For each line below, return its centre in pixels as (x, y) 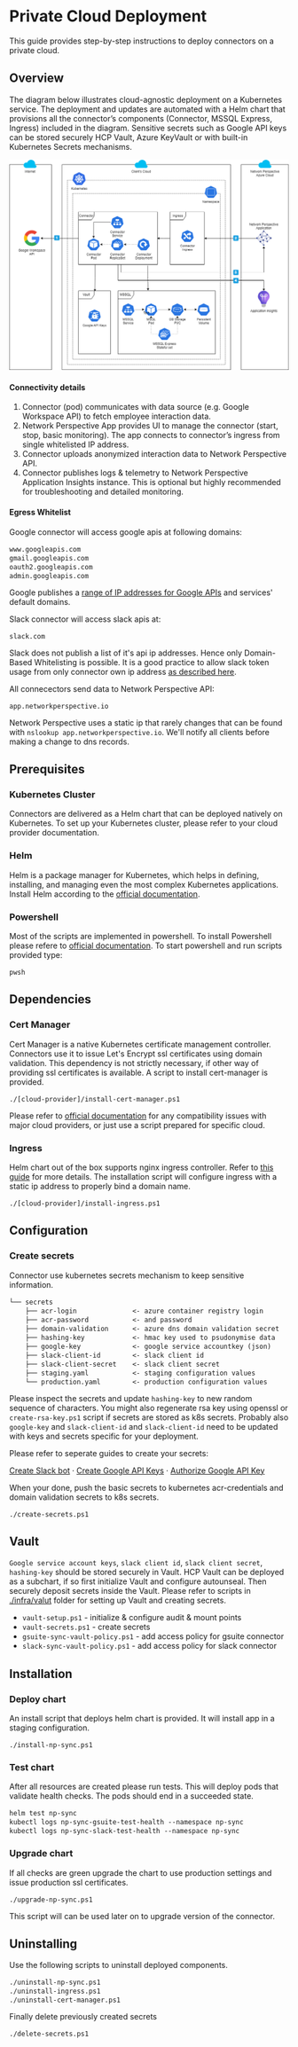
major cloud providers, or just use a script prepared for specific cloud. (137, 1125)
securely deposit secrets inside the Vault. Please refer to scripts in (130, 1591)
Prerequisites (47, 769)
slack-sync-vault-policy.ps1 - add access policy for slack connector (149, 1646)
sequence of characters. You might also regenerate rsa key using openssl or (149, 1408)
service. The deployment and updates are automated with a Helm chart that (147, 109)
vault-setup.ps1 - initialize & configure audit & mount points (132, 1618)
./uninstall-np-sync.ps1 (55, 1983)
